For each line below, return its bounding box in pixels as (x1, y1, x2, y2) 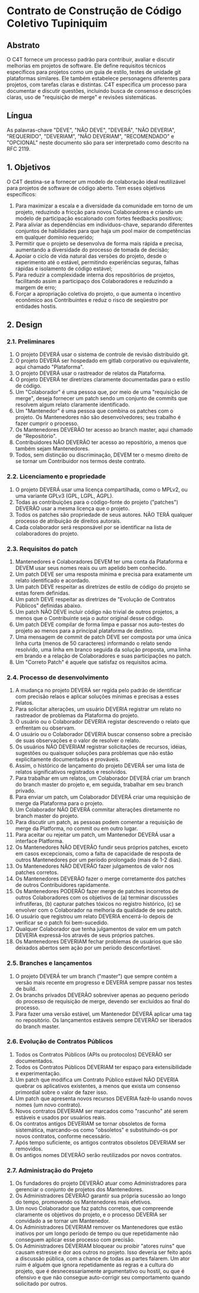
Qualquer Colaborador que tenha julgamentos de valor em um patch (15, 925, 182, 932)
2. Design (6, 320, 43, 330)
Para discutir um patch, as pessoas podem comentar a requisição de (15, 819, 183, 826)
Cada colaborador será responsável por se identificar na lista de (15, 523, 172, 530)
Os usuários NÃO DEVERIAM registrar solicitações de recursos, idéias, (15, 743, 187, 750)
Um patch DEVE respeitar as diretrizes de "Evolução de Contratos (15, 595, 176, 602)
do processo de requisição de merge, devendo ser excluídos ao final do (15, 997, 190, 1004)
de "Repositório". (15, 433, 57, 440)
